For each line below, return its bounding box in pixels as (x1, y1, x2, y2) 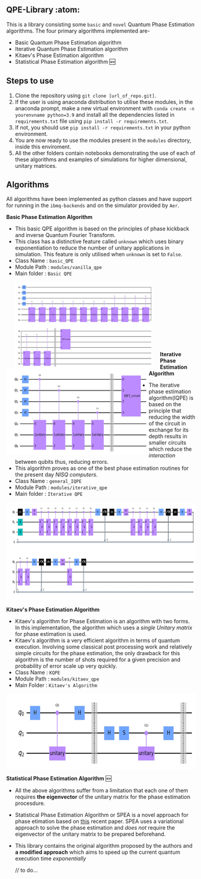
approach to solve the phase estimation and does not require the (14, 824, 175, 831)
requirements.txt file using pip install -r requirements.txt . (14, 117, 169, 125)
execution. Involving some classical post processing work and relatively (14, 643, 193, 650)
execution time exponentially (14, 855, 86, 862)
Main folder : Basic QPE (14, 270, 72, 277)
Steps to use (6, 76, 54, 86)
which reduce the (149, 445, 192, 453)
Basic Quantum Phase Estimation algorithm (14, 39, 122, 46)
